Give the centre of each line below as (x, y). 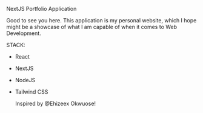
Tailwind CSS (32, 92)
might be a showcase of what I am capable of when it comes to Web (92, 27)
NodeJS (25, 80)
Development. (24, 33)
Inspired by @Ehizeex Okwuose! (55, 103)
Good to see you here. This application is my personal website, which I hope (101, 20)
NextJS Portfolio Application (42, 9)
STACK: (16, 45)
